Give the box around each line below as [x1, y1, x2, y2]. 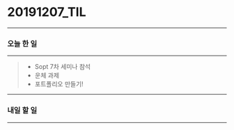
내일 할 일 [7, 106, 37, 115]
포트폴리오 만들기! [34, 80, 84, 88]
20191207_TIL [7, 4, 86, 20]
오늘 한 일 [7, 39, 37, 49]
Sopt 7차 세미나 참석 [34, 63, 91, 71]
